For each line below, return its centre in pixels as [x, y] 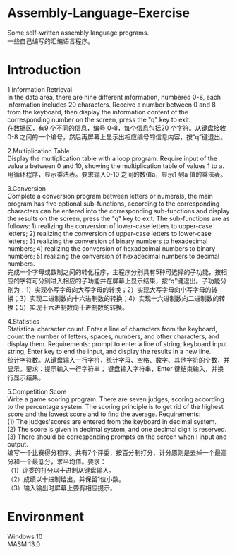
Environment [46, 517]
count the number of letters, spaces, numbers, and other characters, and [114, 336]
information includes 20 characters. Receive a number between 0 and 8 [112, 105]
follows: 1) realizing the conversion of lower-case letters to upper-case [110, 226]
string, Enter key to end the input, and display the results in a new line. [109, 351]
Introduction [44, 70]
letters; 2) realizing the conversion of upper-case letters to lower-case [109, 233]
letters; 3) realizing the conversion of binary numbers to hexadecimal [108, 241]
